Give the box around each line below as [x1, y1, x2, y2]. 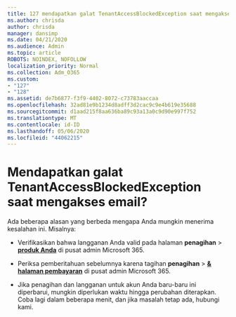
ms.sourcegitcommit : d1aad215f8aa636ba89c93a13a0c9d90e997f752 [7, 108, 197, 115]
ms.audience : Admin [7, 43, 65, 50]
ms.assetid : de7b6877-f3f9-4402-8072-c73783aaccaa [7, 95, 159, 102]
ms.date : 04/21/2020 [7, 36, 68, 43]
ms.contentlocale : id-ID [7, 121, 80, 128]
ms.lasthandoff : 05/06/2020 [7, 128, 90, 135]
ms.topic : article [7, 50, 61, 57]
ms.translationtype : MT [7, 114, 77, 121]
